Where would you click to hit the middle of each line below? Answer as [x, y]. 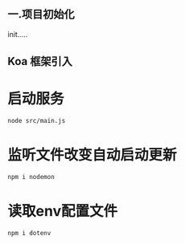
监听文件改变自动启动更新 [92, 155]
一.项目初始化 [41, 14]
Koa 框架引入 [40, 61]
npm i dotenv [29, 234]
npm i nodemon [31, 177]
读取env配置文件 [63, 211]
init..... [18, 34]
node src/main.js [37, 121]
